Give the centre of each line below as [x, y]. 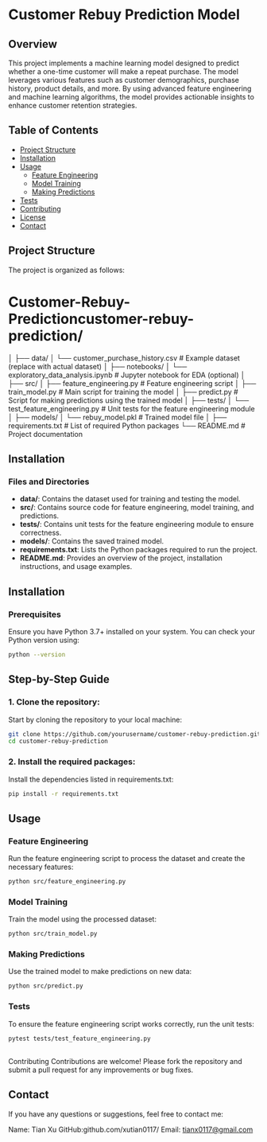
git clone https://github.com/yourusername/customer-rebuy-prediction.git [135, 734]
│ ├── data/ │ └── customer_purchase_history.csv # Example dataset [124, 358]
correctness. [41, 533]
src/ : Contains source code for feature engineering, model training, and [137, 508]
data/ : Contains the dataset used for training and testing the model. [130, 499]
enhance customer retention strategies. [73, 105]
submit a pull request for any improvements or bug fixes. [101, 1070]
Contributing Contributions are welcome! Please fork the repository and [125, 1061]
